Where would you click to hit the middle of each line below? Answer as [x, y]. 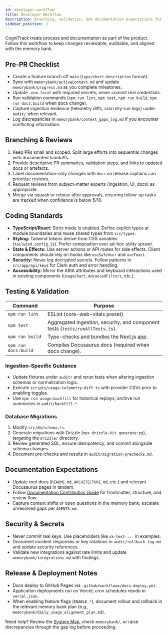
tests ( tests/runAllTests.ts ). [82, 329]
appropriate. [25, 189]
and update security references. [45, 547]
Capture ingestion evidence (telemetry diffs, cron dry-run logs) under [84, 109]
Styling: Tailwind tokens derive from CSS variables [65, 238]
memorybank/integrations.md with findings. [56, 557]
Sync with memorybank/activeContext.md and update [66, 82]
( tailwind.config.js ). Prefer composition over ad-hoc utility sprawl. [83, 244]
